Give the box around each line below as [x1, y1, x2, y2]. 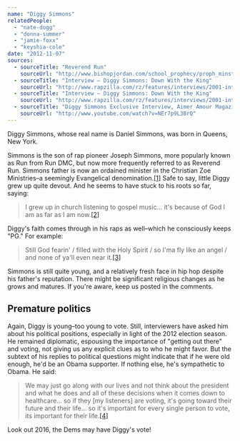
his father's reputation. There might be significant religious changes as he [7, 274, 225, 283]
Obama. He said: [7, 367, 57, 375]
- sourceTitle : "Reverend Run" [14, 64, 107, 71]
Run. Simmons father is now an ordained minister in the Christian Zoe [7, 166, 211, 175]
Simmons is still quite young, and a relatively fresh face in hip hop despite [7, 267, 224, 275]
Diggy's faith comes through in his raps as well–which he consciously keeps [7, 224, 231, 233]
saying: [7, 188, 29, 197]
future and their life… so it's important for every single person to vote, [24, 404, 230, 412]
